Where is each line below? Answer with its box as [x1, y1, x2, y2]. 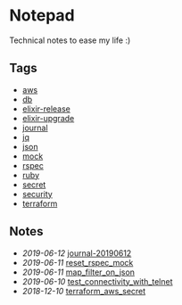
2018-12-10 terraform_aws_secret [21, 285, 146, 296]
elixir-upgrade [21, 112, 75, 123]
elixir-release [21, 103, 71, 114]
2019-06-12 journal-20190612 [21, 247, 132, 259]
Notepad [9, 5, 76, 26]
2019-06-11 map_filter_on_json [21, 267, 136, 277]
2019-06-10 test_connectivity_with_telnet [21, 276, 173, 286]
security [21, 188, 54, 199]
